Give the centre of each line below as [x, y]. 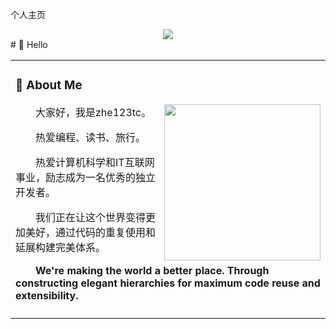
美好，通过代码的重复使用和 [91, 232]
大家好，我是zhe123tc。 [93, 112]
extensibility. [47, 295]
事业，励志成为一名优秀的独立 [86, 177]
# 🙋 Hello [29, 44]
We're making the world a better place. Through [152, 270]
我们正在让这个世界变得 [91, 217]
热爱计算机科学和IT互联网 [95, 162]
